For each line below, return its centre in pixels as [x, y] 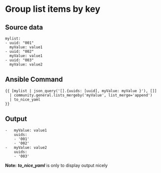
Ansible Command [34, 80]
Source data [24, 27]
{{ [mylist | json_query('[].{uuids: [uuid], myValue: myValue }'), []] [81, 91]
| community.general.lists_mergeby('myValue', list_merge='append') [81, 95]
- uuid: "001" [20, 43]
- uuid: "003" [20, 60]
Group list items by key [53, 9]
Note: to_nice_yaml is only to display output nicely [56, 165]
